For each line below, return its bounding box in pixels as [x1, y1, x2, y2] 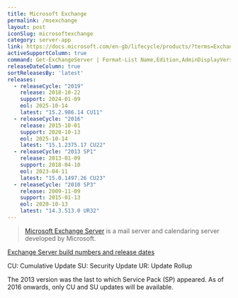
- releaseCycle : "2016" [13, 115, 84, 122]
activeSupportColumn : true [7, 50, 87, 57]
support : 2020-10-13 [20, 129, 81, 136]
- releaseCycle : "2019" [13, 83, 84, 90]
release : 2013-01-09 [20, 155, 81, 162]
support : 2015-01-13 [20, 194, 81, 201]
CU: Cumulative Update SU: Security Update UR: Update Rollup [7, 261, 193, 270]
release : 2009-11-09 [20, 188, 81, 195]
